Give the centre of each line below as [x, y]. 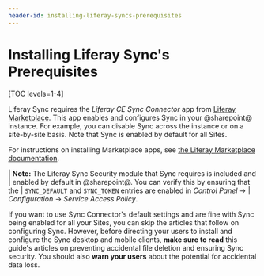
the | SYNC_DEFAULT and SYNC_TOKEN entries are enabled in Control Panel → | [129, 190]
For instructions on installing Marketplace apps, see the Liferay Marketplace [132, 149]
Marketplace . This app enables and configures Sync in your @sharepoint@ [130, 117]
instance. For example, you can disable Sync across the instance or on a [126, 126]
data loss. [24, 264]
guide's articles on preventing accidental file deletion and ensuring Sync [126, 247]
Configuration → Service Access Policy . [73, 198]
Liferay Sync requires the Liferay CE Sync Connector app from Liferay [122, 109]
